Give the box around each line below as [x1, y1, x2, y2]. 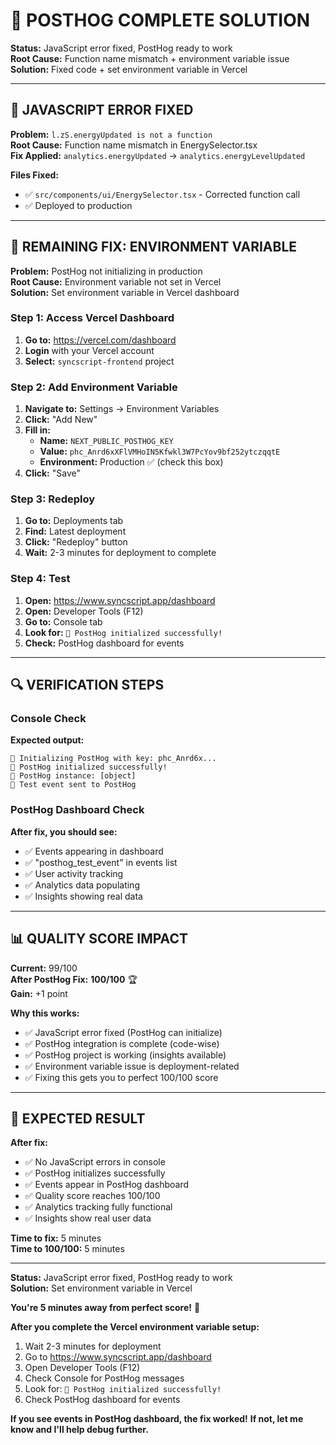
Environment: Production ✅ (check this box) [39, 456, 224, 468]
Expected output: [10, 734, 85, 746]
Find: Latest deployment [24, 525, 127, 538]
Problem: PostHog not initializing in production [10, 265, 203, 277]
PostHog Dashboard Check [10, 803, 145, 817]
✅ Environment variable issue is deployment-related [24, 1060, 240, 1072]
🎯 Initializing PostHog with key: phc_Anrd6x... [10, 754, 217, 764]
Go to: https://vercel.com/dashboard [24, 334, 177, 346]
